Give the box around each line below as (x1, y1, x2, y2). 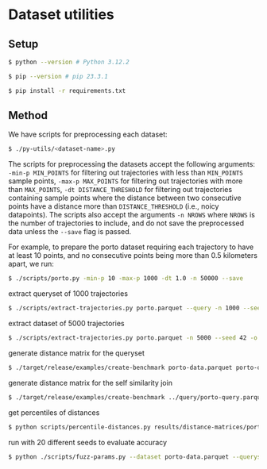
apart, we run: (8, 259, 54, 269)
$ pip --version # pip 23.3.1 (8, 72, 109, 80)
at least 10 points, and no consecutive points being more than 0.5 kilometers (8, 251, 258, 260)
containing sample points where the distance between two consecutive (8, 193, 242, 203)
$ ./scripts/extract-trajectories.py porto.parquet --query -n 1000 (8, 304, 240, 313)
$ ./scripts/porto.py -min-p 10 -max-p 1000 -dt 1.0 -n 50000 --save (8, 275, 244, 283)
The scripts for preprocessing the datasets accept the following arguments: (8, 160, 256, 169)
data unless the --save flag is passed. (8, 227, 132, 236)
